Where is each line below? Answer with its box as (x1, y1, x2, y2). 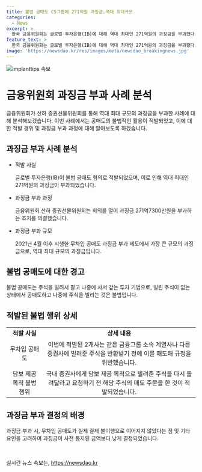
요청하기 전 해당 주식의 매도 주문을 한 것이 (72, 379, 183, 387)
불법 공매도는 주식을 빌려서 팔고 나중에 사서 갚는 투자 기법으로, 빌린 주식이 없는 (6, 284, 191, 291)
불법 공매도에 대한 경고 (6, 266, 85, 277)
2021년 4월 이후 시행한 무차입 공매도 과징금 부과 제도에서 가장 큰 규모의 (14, 240, 183, 247)
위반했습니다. (102, 358, 137, 367)
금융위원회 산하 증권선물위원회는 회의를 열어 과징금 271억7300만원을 (14, 207, 176, 214)
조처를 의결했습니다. (21, 214, 69, 221)
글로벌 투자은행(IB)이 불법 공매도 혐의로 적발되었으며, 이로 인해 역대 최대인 (14, 174, 189, 181)
